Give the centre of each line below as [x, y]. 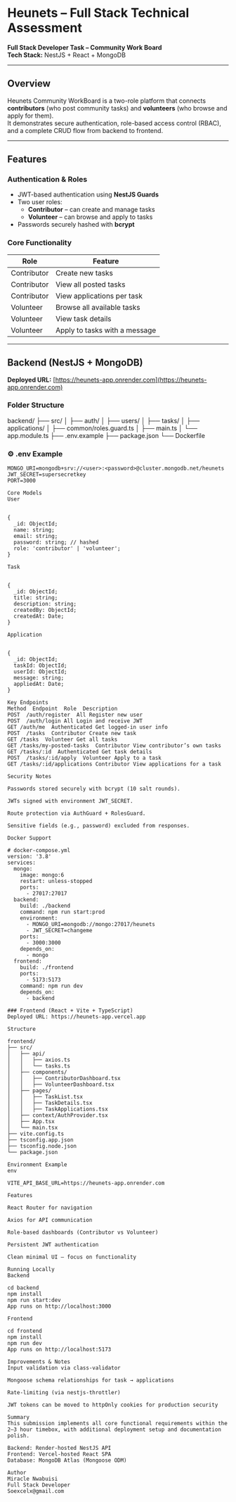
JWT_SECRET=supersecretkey [47, 475]
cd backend [23, 1288]
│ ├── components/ [38, 1072]
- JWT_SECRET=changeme [59, 931]
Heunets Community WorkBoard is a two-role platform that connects [106, 101]
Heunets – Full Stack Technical [98, 13]
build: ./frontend [47, 968]
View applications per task [99, 296]
